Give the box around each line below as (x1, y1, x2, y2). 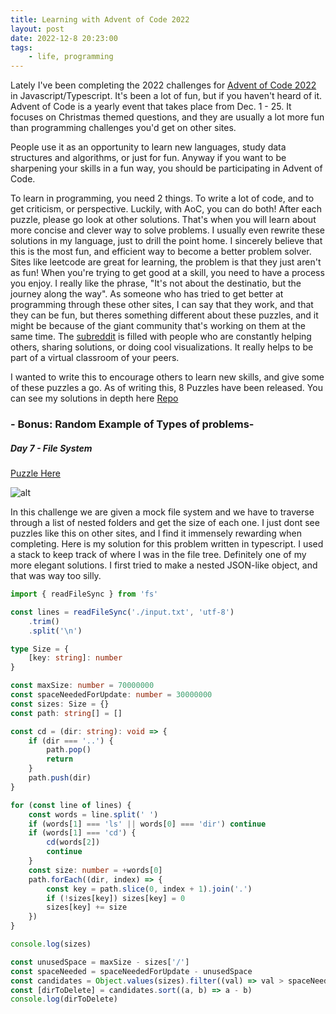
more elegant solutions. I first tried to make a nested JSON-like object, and (10, 559, 318, 571)
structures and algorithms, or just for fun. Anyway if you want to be (10, 152, 287, 164)
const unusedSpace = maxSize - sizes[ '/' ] (10, 957, 190, 967)
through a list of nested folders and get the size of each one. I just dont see (10, 517, 320, 529)
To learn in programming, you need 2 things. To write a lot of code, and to (10, 192, 315, 205)
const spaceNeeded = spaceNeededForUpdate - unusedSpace (10, 966, 253, 976)
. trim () (28, 616, 60, 626)
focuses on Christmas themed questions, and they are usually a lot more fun (10, 111, 325, 123)
